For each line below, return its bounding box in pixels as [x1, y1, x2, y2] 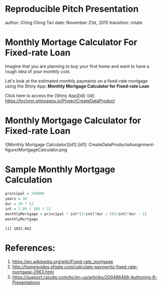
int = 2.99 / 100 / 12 [5, 206, 51, 211]
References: [5, 243, 55, 254]
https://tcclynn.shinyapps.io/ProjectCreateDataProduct [5, 98, 115, 104]
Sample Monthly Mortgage [5, 164, 116, 175]
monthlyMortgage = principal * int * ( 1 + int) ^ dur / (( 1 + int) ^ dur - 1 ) [5, 212, 147, 217]
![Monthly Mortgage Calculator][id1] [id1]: [5, 141, 88, 147]
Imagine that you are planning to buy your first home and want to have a [5, 63, 149, 69]
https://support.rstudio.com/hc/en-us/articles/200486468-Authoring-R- [12, 274, 158, 280]
